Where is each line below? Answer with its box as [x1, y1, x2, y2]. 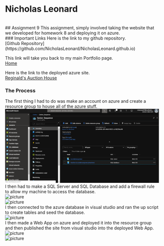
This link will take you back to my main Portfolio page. [5, 55, 113, 61]
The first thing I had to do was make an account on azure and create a [5, 98, 146, 104]
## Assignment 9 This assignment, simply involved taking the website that [5, 24, 155, 30]
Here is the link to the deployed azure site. [5, 69, 90, 75]
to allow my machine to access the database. [5, 189, 96, 195]
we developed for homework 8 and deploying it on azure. [5, 30, 121, 36]
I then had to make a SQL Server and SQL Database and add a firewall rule [5, 183, 155, 189]
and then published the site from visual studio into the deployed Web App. [5, 225, 154, 231]
